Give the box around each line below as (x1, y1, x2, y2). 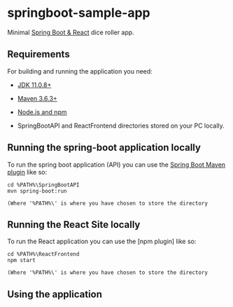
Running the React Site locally (7, 219, 141, 231)
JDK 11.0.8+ (17, 81, 52, 89)
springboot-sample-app (7, 5, 150, 21)
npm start (7, 257, 36, 264)
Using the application (7, 288, 103, 300)
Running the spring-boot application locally (7, 142, 202, 153)
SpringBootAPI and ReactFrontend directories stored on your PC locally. (17, 121, 225, 130)
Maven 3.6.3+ (17, 94, 57, 102)
